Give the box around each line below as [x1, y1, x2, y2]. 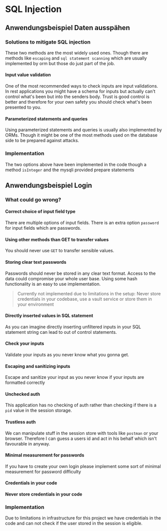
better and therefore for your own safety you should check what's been [5, 99, 152, 105]
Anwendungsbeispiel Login [5, 181, 92, 190]
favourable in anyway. [5, 440, 50, 446]
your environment [17, 301, 54, 307]
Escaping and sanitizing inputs [5, 363, 71, 369]
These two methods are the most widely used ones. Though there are [5, 50, 149, 56]
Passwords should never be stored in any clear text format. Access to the [5, 270, 156, 276]
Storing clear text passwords [5, 259, 66, 265]
